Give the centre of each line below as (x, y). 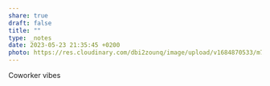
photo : (19, 53)
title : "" (25, 30)
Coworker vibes (35, 75)
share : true (28, 16)
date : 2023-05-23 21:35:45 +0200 (64, 45)
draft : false (30, 23)
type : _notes (30, 38)
